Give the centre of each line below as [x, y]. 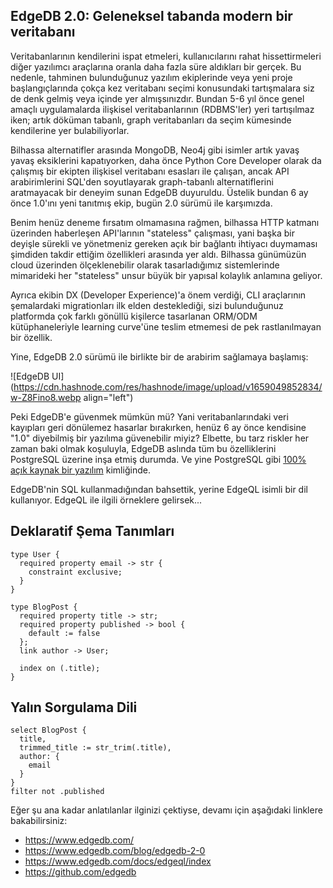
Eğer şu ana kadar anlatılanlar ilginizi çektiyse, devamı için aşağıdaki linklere [166, 810]
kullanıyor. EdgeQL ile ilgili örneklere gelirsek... [106, 500]
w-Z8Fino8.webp [46, 397]
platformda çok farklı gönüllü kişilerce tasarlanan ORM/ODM [134, 316]
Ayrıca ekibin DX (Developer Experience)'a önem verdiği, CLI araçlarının [158, 295]
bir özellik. [31, 337]
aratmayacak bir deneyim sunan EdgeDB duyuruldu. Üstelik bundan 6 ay [159, 192]
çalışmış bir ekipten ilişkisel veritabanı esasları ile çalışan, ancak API [150, 171]
